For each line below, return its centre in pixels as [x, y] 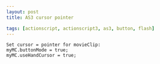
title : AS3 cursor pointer [40, 18]
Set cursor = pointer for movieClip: [54, 45]
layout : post [23, 12]
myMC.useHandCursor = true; [42, 56]
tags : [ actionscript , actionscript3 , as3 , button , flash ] [80, 28]
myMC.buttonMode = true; [37, 50]
